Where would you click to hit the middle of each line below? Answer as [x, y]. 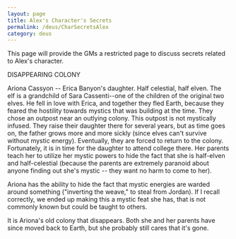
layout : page [26, 14]
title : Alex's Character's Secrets [60, 20]
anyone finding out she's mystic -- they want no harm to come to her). [110, 171]
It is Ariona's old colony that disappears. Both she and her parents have [111, 221]
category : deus [30, 33]
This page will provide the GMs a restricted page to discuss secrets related [117, 54]
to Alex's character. [36, 61]
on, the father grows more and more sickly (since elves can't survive [107, 133]
